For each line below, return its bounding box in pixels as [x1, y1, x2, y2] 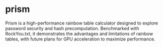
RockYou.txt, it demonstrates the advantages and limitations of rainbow [5, 30, 153, 36]
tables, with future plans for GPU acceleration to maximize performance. [5, 36, 155, 42]
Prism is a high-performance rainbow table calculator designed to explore [5, 20, 158, 26]
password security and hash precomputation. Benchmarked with [5, 25, 139, 31]
